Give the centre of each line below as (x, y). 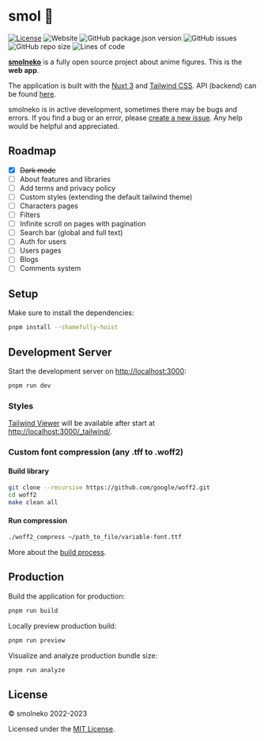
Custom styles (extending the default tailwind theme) (106, 196)
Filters (30, 215)
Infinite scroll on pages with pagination (83, 224)
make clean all (33, 503)
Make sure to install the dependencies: (71, 313)
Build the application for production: (66, 596)
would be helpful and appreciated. (64, 126)
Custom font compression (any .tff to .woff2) (96, 452)
